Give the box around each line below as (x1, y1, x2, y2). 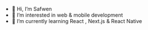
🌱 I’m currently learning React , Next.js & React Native (11, 18, 143, 24)
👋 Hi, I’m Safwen (11, 6, 52, 12)
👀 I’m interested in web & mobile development (11, 12, 123, 18)
